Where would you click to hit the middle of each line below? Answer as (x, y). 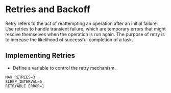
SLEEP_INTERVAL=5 (24, 82)
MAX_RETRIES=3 (20, 77)
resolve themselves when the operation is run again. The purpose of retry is (85, 34)
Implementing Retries (40, 56)
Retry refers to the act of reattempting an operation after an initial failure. (82, 23)
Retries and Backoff (48, 9)
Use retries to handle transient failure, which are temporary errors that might (86, 28)
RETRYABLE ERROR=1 (25, 86)
